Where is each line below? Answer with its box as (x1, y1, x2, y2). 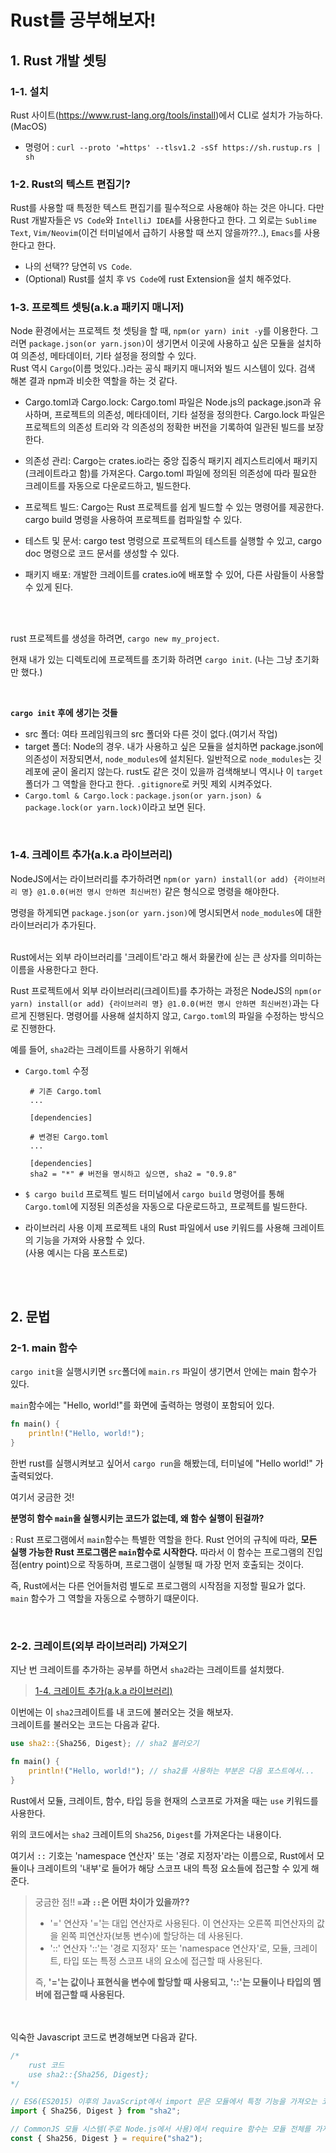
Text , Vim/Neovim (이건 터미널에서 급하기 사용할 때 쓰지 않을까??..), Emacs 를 (10, 227, 302, 239)
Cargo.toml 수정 (24, 1064, 90, 1076)
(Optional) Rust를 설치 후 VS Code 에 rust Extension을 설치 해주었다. (24, 273, 292, 285)
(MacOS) (10, 120, 48, 132)
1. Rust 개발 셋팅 (10, 52, 107, 69)
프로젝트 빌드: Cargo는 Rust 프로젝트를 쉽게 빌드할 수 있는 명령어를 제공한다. (24, 501, 325, 513)
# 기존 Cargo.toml (29, 1086, 102, 1096)
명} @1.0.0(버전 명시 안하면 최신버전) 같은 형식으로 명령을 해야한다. (21, 885, 280, 897)
